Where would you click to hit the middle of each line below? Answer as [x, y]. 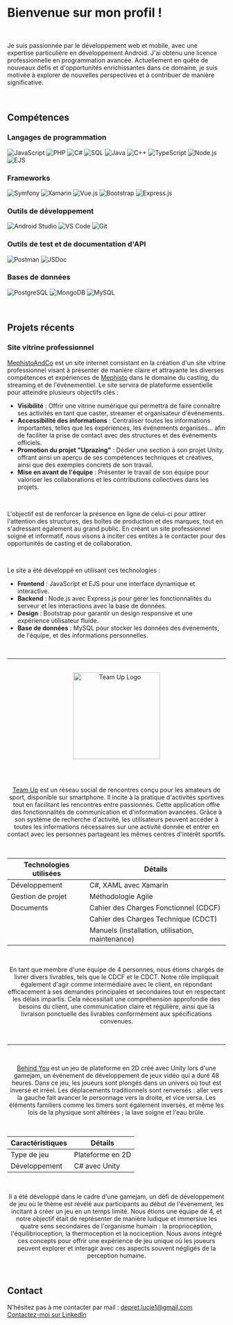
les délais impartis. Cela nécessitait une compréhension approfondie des [116, 999]
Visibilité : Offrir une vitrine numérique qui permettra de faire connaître [119, 406]
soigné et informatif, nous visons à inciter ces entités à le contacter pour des [116, 535]
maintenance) [112, 939]
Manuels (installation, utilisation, [141, 930]
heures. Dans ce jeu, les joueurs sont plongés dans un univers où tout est [116, 1083]
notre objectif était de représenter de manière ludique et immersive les [116, 1218]
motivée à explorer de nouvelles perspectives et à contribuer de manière [111, 75]
